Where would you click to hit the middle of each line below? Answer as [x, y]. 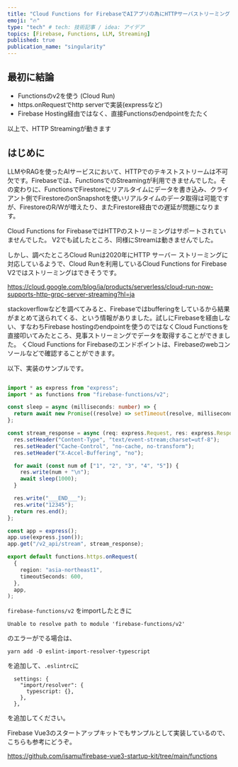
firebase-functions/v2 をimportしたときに [70, 611]
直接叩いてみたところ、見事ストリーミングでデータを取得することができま [116, 335]
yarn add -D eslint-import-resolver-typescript [79, 652]
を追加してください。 [38, 718]
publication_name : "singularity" [57, 47]
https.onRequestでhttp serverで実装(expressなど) [90, 104]
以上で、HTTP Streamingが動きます [59, 128]
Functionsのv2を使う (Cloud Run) [66, 96]
